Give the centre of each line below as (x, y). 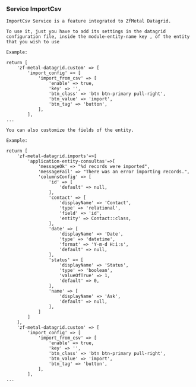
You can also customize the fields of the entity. (70, 130)
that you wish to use (33, 42)
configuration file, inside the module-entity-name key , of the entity (98, 37)
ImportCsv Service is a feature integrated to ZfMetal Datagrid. (88, 21)
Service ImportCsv (34, 9)
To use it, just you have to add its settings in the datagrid (86, 31)
